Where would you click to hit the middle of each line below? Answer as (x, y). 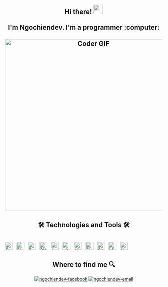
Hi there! (78, 12)
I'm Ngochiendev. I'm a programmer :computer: (84, 28)
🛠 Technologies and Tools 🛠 (84, 225)
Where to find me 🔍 (84, 265)
